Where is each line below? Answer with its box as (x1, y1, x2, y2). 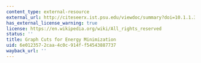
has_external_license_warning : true (6, 20, 98, 26)
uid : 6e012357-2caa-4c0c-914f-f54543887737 (6, 43, 117, 49)
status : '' (6, 31, 33, 37)
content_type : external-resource (6, 8, 90, 15)
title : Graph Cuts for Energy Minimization (6, 37, 117, 43)
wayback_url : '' (6, 48, 47, 54)
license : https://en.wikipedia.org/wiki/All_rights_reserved (6, 25, 162, 32)
